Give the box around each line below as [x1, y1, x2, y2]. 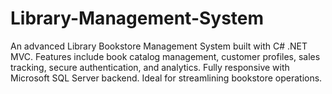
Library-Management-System [10, 7, 265, 30]
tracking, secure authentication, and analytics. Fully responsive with [10, 61, 290, 73]
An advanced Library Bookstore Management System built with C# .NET [10, 40, 308, 52]
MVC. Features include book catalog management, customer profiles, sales [10, 50, 321, 62]
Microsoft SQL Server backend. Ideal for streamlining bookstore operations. [10, 72, 323, 84]
